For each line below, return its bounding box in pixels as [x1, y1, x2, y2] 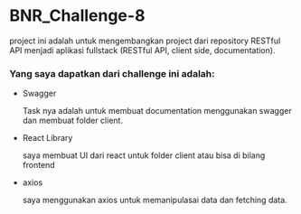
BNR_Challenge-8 [9, 5, 146, 26]
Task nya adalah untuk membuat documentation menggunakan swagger [22, 106, 292, 116]
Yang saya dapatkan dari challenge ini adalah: [9, 67, 215, 79]
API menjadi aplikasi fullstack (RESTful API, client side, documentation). [9, 44, 276, 55]
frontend [22, 160, 56, 171]
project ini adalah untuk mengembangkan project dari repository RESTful [9, 35, 281, 46]
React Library [22, 133, 73, 144]
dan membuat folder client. [22, 115, 124, 126]
